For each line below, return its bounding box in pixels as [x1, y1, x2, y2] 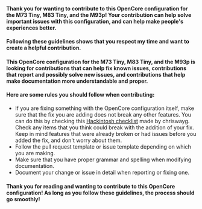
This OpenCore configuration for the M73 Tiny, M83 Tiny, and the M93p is [6, 58, 196, 65]
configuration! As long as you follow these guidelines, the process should [6, 189, 195, 196]
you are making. [14, 149, 55, 156]
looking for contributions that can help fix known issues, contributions [6, 64, 187, 72]
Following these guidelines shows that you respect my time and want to [6, 38, 189, 45]
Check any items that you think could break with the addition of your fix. [14, 124, 194, 131]
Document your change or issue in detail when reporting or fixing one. [14, 169, 190, 176]
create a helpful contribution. [6, 44, 81, 51]
